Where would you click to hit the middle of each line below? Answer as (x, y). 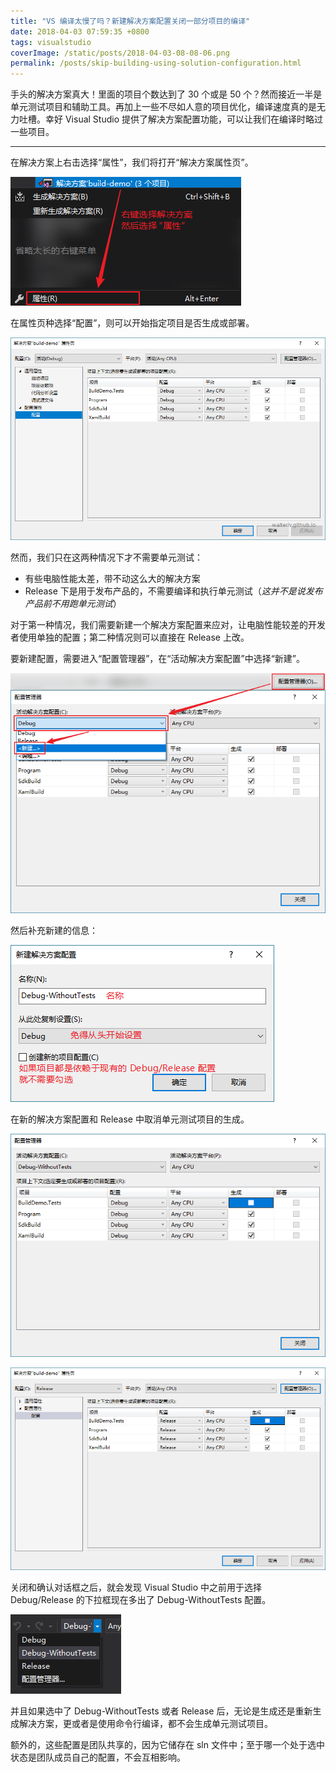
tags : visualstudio (51, 42)
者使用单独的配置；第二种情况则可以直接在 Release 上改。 (130, 637)
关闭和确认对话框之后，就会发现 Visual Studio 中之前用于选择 (136, 1587)
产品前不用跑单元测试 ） (73, 604)
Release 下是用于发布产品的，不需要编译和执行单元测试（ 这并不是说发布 (173, 591)
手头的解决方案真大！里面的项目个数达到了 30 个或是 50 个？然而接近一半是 (166, 94)
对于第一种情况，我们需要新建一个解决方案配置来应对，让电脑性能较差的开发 (168, 625)
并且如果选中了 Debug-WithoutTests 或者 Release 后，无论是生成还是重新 (161, 1711)
